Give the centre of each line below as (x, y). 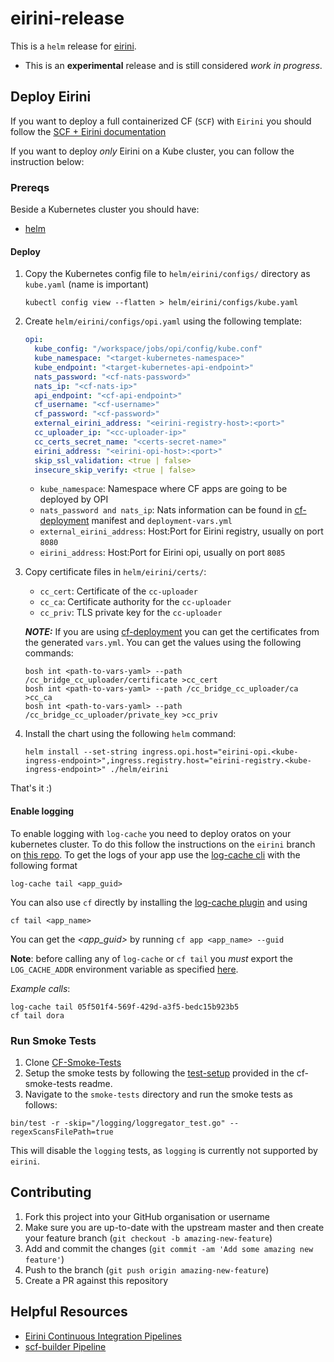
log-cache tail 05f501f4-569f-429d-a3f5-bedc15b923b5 (125, 1007)
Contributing (51, 1192)
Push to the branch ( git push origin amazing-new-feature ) (147, 1269)
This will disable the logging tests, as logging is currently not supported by (164, 1150)
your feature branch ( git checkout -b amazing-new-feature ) (148, 1238)
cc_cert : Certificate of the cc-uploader (118, 591)
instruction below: (47, 161)
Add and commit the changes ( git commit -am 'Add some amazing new (169, 1248)
